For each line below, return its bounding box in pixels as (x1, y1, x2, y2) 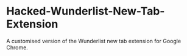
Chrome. (6, 44, 29, 51)
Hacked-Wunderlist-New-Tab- (6, 4, 165, 18)
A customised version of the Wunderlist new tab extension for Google (6, 37, 182, 44)
